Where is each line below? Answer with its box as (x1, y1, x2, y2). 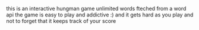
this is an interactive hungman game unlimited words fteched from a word (6, 5, 187, 12)
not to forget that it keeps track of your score (6, 18, 116, 24)
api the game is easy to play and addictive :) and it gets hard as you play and (6, 11, 194, 18)
